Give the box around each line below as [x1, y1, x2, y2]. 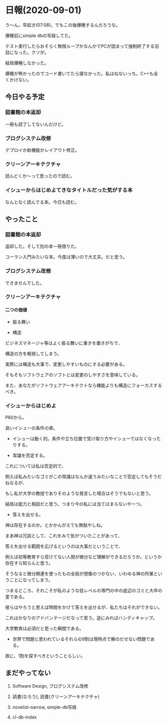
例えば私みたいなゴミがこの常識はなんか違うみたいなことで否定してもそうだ [5, 474, 162, 480]
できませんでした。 [5, 280, 44, 286]
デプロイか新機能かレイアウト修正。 [5, 147, 80, 153]
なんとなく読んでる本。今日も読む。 [5, 199, 79, 205]
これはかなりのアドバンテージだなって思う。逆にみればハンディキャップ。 [5, 614, 158, 620]
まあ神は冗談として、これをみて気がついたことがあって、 [5, 532, 123, 538]
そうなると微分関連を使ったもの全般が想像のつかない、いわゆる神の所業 [5, 571, 154, 577]
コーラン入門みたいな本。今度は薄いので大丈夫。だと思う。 [5, 254, 128, 260]
